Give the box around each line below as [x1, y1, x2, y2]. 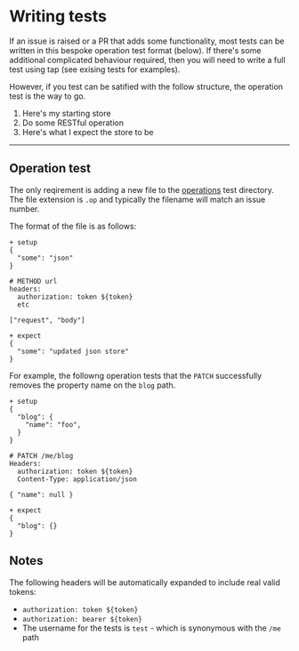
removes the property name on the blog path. [9, 380, 176, 390]
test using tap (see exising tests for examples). [9, 64, 181, 75]
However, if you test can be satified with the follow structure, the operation [9, 81, 283, 92]
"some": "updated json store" [17, 347, 129, 356]
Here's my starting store [21, 108, 111, 118]
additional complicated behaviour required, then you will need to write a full [9, 54, 287, 65]
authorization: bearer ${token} [21, 615, 142, 623]
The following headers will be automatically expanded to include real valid [9, 576, 280, 588]
